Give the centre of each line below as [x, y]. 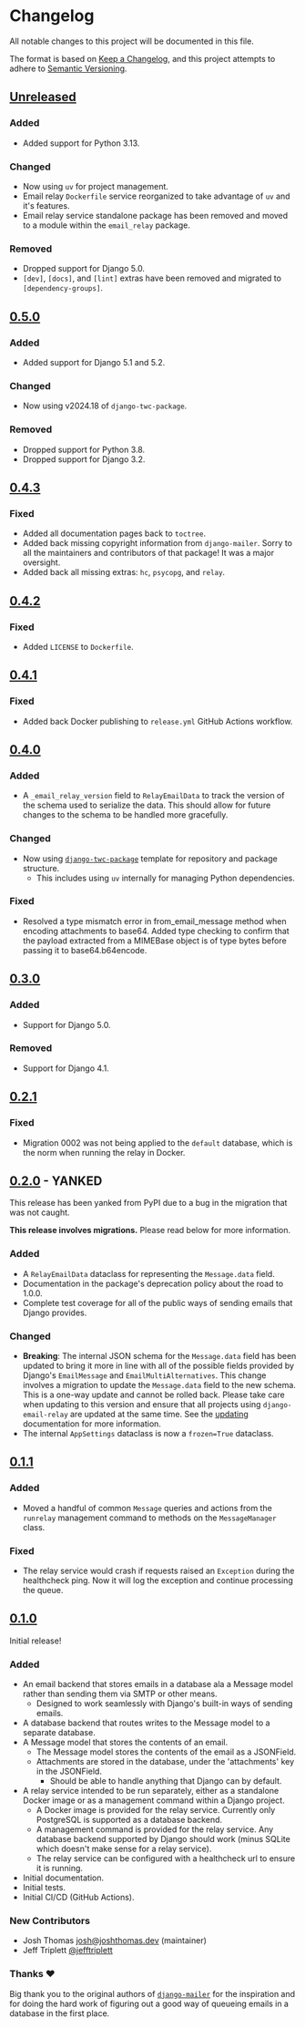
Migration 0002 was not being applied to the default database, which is [158, 1143]
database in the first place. [60, 2013]
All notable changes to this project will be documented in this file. [132, 41]
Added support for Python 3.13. [81, 143]
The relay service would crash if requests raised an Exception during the [158, 1570]
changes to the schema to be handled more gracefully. [125, 815]
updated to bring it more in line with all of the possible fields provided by [158, 1365]
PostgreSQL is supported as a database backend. [129, 1820]
